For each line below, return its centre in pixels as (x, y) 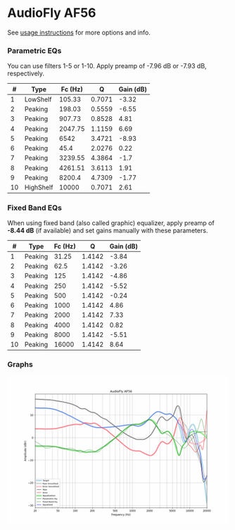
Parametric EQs (34, 51)
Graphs (20, 365)
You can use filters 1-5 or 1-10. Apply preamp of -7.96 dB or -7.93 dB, (107, 66)
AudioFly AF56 (52, 13)
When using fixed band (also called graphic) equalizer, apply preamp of (111, 223)
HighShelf (39, 187)
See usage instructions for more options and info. (79, 32)
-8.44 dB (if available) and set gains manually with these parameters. (108, 231)
